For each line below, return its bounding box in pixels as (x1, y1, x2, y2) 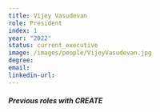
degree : (8, 57, 34, 65)
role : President (8, 19, 62, 27)
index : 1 (8, 26, 38, 34)
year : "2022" (8, 34, 52, 42)
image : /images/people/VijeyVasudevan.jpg (8, 49, 152, 57)
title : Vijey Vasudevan (8, 11, 88, 20)
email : (8, 64, 30, 72)
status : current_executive (8, 42, 98, 50)
